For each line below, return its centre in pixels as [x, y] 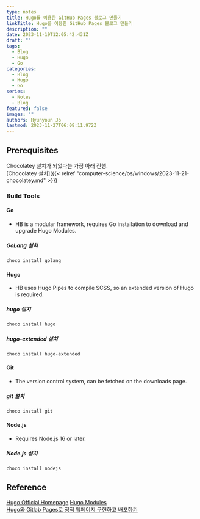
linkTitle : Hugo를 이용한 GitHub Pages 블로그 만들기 [70, 23]
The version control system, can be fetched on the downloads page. [101, 381]
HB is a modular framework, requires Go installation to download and [102, 224]
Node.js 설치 [22, 453]
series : [16, 92]
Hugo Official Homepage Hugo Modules [57, 502]
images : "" [20, 114]
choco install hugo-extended [43, 354]
